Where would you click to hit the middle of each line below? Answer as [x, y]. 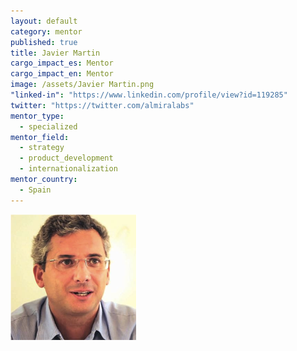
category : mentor [46, 31]
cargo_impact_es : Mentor [62, 63]
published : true [44, 42]
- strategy [42, 148]
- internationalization [68, 169]
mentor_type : [37, 116]
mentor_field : [40, 137]
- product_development [66, 158]
